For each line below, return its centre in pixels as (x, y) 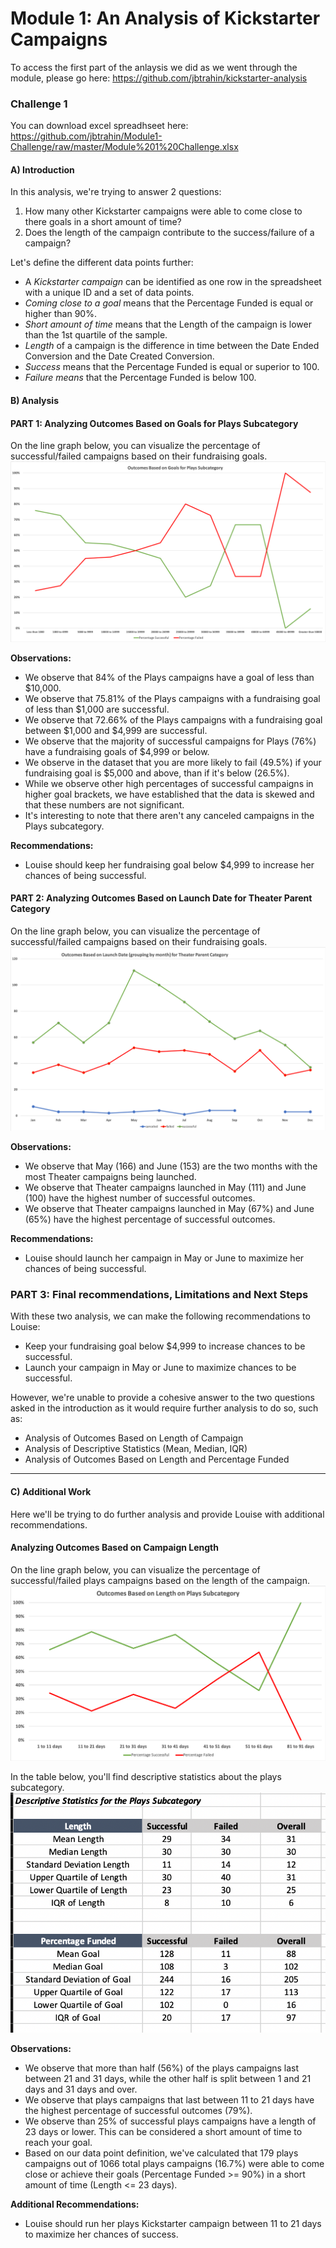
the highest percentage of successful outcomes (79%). (138, 2110)
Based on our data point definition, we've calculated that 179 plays (161, 2153)
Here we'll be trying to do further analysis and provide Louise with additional (167, 1514)
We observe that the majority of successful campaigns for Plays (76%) (170, 741)
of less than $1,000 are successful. (97, 709)
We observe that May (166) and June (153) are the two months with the (171, 1166)
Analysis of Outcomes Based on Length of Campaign (134, 1438)
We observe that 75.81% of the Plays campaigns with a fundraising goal (172, 698)
